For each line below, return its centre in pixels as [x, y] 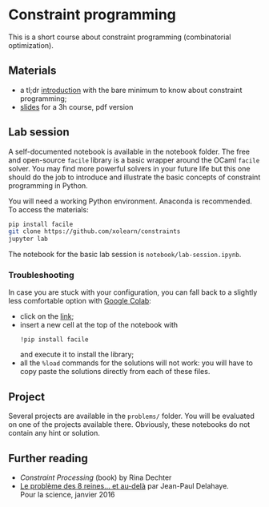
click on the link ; [47, 316]
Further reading [48, 458]
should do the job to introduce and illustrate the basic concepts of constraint [134, 177]
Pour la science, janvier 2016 [67, 495]
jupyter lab [28, 239]
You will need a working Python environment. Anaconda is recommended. [130, 201]
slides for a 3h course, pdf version [76, 107]
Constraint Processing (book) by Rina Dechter [96, 477]
